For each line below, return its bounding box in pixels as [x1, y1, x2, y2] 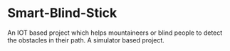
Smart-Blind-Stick [7, 5, 117, 21]
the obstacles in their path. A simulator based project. [7, 35, 165, 44]
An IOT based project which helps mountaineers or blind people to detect [7, 28, 223, 37]
